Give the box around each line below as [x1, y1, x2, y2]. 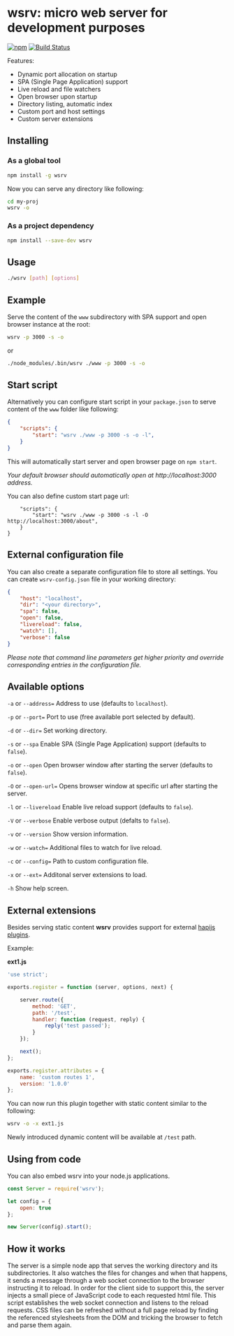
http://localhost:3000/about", [7, 518, 98, 525]
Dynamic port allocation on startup [17, 70, 117, 78]
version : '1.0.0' [20, 1080, 71, 1087]
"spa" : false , [20, 608, 61, 615]
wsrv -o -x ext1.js [7, 1121, 64, 1128]
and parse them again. [7, 1321, 72, 1330]
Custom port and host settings [17, 107, 105, 115]
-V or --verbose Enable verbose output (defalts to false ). [7, 816, 170, 825]
